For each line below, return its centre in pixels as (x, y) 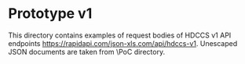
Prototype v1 (50, 14)
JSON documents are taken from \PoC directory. (87, 52)
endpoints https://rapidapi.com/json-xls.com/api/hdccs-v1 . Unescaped (123, 43)
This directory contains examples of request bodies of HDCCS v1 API (120, 35)
